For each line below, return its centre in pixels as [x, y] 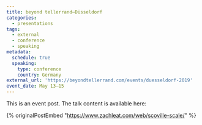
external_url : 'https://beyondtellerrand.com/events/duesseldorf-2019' [99, 80]
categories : [21, 18]
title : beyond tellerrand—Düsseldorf [54, 12]
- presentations [32, 23]
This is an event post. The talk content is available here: [77, 104]
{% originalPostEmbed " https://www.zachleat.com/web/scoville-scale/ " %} [101, 115]
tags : [13, 29]
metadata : [19, 52]
